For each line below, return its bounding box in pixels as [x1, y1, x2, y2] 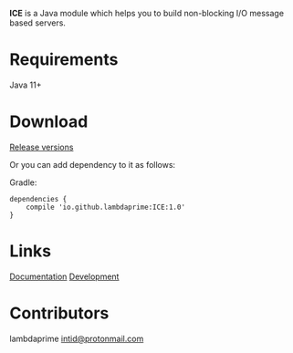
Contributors [9, 303, 110, 323]
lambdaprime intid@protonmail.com [9, 333, 144, 344]
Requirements [9, 49, 119, 70]
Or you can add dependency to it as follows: [9, 159, 176, 170]
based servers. [9, 17, 67, 28]
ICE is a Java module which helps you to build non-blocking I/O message [9, 8, 285, 18]
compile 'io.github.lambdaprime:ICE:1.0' [26, 202, 185, 212]
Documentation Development [9, 271, 120, 282]
